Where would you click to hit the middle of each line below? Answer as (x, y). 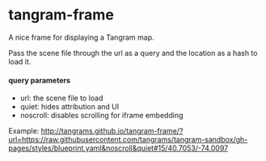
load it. (20, 61)
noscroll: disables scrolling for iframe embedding (101, 116)
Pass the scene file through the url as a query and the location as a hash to (133, 53)
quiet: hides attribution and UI (70, 107)
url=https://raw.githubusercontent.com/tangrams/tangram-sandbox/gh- (128, 140)
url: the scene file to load (61, 98)
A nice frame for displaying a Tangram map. (82, 37)
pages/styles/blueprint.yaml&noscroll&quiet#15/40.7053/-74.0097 (118, 148)
